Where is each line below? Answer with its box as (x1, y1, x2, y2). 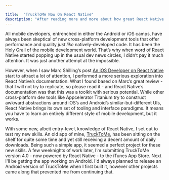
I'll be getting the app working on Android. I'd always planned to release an (5, 158, 161, 164)
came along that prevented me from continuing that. (5, 168, 114, 175)
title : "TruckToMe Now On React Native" (5, 12, 94, 17)
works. (5, 116, 20, 122)
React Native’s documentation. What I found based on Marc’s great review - (5, 78, 163, 84)
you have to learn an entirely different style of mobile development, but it (5, 110, 157, 117)
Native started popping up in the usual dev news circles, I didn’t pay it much (5, 52, 163, 58)
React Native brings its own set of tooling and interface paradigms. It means (5, 105, 164, 111)
